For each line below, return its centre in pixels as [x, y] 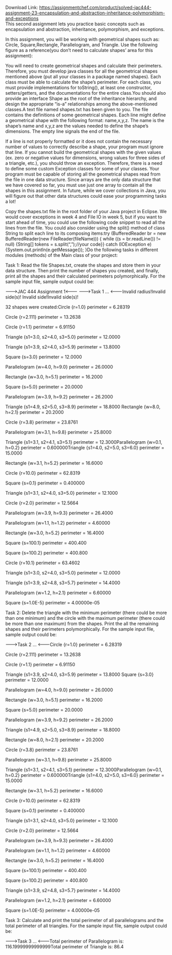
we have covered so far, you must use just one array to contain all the [79, 185]
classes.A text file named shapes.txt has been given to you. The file [77, 109]
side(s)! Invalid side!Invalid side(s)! [42, 297]
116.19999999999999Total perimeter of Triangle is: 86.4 [65, 947]
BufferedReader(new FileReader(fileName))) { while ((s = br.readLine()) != [83, 239]
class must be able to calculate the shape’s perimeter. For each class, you [83, 82]
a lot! [11, 201]
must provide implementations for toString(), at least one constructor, [79, 88]
